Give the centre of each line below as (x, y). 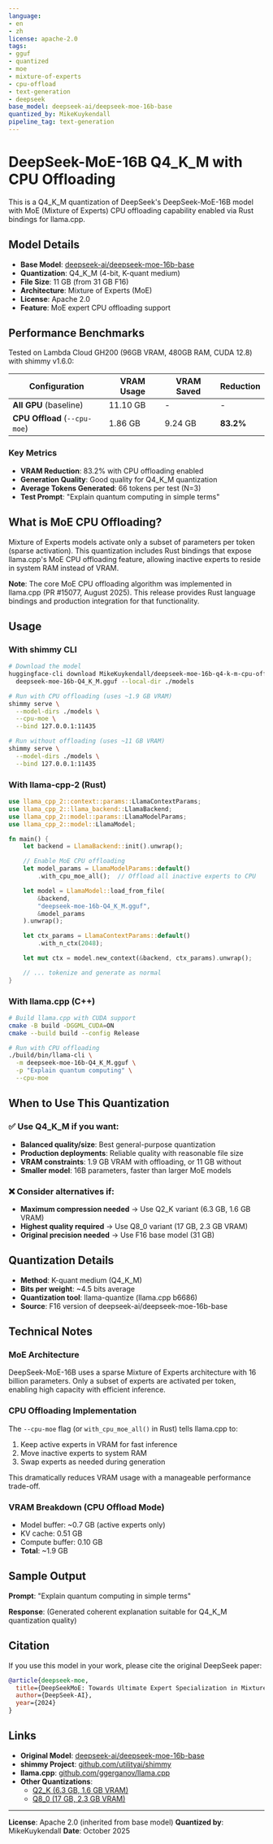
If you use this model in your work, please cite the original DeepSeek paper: (135, 1665)
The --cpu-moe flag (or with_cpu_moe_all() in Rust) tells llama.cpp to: (123, 1428)
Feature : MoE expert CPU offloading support (95, 307)
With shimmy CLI (43, 649)
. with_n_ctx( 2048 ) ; (71, 944)
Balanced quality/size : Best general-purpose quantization (118, 1144)
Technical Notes (51, 1332)
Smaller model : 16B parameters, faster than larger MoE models (126, 1170)
